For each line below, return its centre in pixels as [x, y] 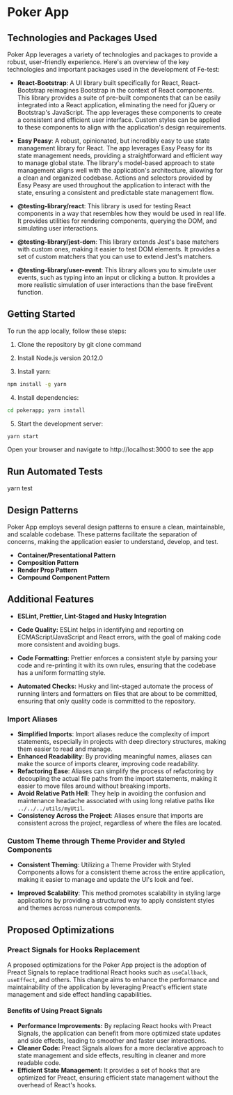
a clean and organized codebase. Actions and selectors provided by [115, 178]
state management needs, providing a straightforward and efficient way [120, 155]
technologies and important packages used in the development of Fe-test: [114, 69]
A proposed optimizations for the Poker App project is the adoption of [107, 965]
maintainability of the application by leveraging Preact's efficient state [107, 987]
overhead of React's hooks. [57, 1085]
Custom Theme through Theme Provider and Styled [96, 841]
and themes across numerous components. [80, 908]
